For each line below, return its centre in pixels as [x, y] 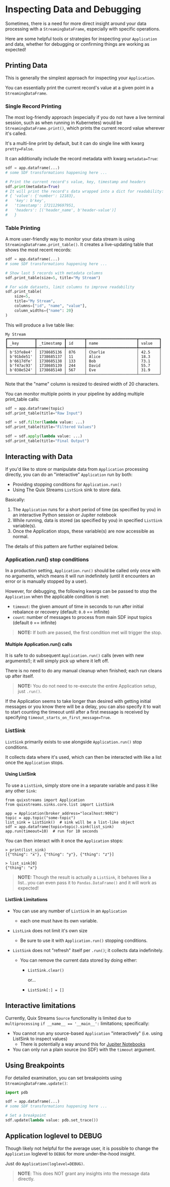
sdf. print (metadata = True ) [32, 187]
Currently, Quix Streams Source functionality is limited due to [68, 1018]
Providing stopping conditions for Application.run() [67, 484]
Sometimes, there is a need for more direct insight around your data [76, 23]
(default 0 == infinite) [34, 623]
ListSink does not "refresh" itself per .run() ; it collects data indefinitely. [88, 950]
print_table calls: [22, 399]
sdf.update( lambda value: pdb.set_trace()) [52, 1120]
